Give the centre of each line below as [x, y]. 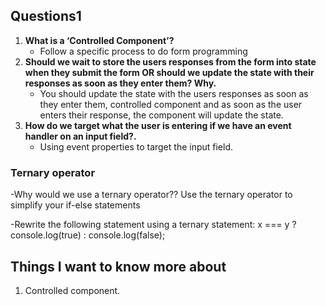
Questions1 [46, 16]
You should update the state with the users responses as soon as [174, 93]
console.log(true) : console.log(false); [88, 235]
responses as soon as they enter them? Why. [120, 83]
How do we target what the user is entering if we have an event [158, 125]
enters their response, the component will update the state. [161, 115]
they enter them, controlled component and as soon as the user [171, 104]
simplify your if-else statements [75, 205]
